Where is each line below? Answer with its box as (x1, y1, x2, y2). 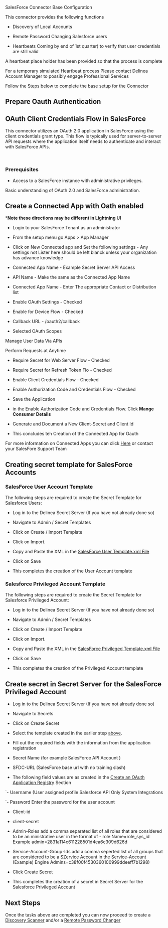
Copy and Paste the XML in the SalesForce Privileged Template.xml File (12, 646, 160, 652)
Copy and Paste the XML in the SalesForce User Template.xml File (12, 549, 149, 554)
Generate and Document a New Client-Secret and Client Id (12, 421, 134, 427)
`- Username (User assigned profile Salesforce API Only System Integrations (5, 790, 163, 796)
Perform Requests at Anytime (5, 348, 66, 354)
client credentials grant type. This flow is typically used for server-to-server (5, 133, 162, 139)
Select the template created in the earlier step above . (12, 730, 122, 736)
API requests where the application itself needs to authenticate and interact (5, 138, 161, 144)
